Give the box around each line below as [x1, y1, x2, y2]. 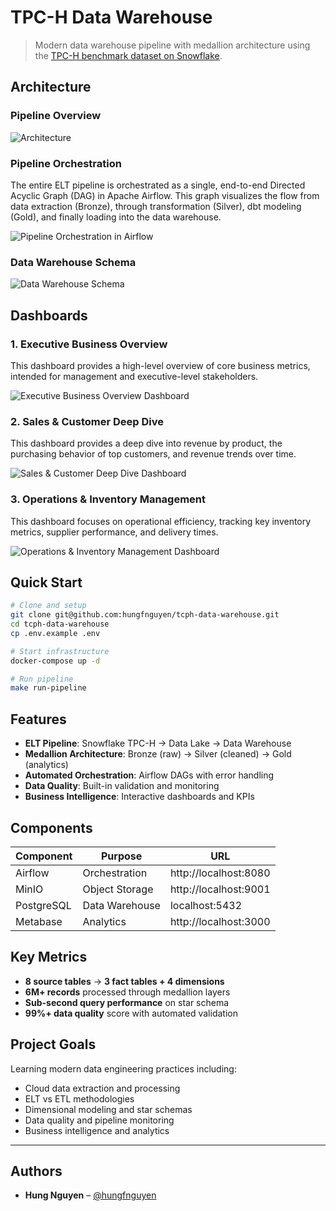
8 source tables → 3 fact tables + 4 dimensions [24, 975, 225, 987]
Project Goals [10, 1036, 97, 1053]
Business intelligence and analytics [24, 1124, 170, 1136]
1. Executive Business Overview [10, 337, 168, 351]
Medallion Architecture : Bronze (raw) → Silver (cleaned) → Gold [24, 748, 292, 760]
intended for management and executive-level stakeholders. [10, 370, 259, 382]
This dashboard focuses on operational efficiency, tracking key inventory [10, 515, 312, 527]
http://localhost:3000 [169, 914, 271, 928]
